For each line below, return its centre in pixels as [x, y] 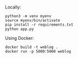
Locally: [13, 7]
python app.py [20, 29]
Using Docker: [20, 38]
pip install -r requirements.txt [39, 25]
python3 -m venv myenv [28, 16]
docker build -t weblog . [31, 47]
